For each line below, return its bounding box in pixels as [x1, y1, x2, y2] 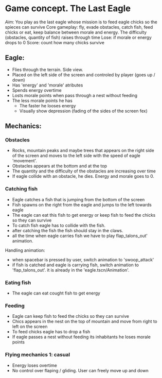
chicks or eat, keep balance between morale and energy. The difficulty [5, 29, 147, 35]
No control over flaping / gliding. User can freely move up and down [12, 367, 149, 373]
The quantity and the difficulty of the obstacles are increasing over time [12, 168, 156, 174]
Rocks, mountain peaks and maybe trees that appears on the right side [12, 148, 154, 154]
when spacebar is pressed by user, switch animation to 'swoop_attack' [12, 257, 154, 262]
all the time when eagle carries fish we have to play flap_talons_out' [12, 233, 148, 239]
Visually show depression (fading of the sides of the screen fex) [19, 108, 148, 114]
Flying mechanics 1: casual [5, 351, 71, 358]
